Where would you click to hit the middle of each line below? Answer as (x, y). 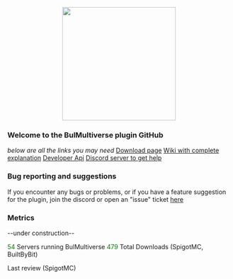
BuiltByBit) (23, 254)
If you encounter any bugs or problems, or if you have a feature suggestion (117, 192)
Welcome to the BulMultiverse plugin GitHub (86, 135)
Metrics (21, 217)
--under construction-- (41, 233)
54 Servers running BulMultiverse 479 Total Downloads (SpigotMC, (106, 246)
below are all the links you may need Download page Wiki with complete (113, 150)
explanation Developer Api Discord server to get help (85, 158)
